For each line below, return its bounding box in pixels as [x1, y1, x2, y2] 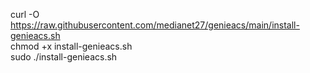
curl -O [10, 9, 40, 20]
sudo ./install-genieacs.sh [10, 51, 118, 63]
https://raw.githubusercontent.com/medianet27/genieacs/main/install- [10, 19, 300, 31]
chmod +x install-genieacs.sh [10, 40, 133, 52]
